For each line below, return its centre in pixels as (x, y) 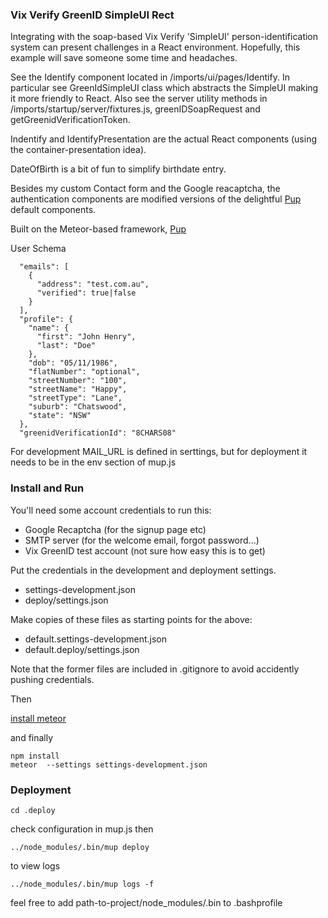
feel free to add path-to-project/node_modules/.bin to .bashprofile (146, 902)
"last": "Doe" (66, 346)
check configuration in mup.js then (82, 829)
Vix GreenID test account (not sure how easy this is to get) (145, 550)
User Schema (38, 249)
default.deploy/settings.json (82, 649)
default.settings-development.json (95, 639)
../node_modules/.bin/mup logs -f (82, 884)
